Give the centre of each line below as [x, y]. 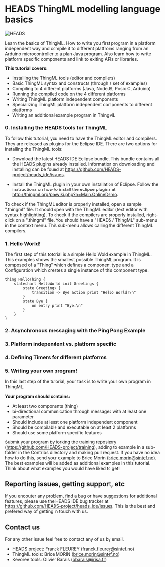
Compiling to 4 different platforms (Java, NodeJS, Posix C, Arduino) [82, 88]
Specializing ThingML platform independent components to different [82, 104]
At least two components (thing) [45, 406]
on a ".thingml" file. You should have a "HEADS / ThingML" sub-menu [86, 220]
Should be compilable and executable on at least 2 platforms [74, 427]
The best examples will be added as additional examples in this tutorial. [78, 463]
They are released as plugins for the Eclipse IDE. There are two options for [81, 144]
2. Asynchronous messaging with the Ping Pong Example [75, 331]
